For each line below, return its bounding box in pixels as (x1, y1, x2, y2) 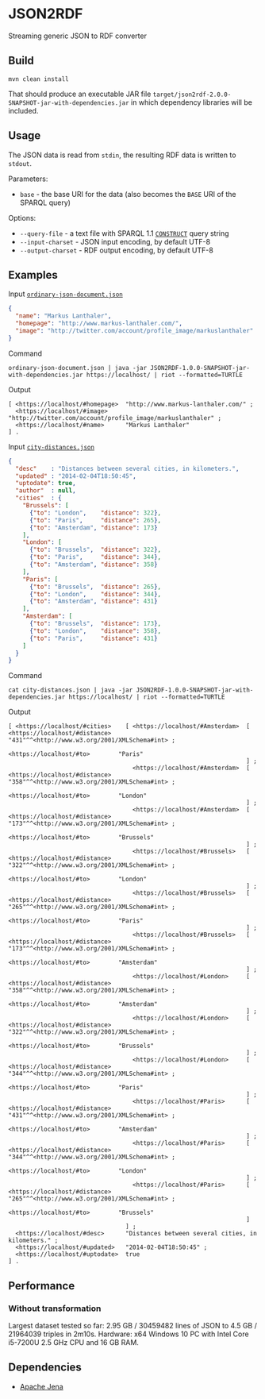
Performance (8, 1279, 75, 1293)
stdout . (8, 158, 32, 168)
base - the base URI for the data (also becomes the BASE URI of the (19, 189, 236, 198)
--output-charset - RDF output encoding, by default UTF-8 (19, 245, 214, 255)
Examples (8, 268, 58, 282)
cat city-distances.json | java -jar (8, 686, 133, 695)
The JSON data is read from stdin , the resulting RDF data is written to (8, 150, 236, 160)
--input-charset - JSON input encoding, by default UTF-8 (19, 237, 211, 246)
